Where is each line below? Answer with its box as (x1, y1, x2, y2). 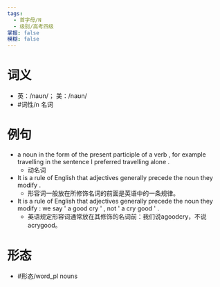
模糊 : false (7, 36, 39, 43)
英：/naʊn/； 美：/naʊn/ (17, 92, 88, 100)
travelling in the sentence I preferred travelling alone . (17, 158, 170, 166)
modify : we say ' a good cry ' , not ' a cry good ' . (17, 204, 160, 212)
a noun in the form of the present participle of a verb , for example (17, 150, 206, 159)
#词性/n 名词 (17, 101, 53, 109)
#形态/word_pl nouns (17, 272, 78, 280)
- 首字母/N (13, 17, 42, 23)
